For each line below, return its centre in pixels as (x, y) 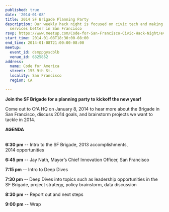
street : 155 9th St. (31, 71)
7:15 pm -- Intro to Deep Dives (37, 169)
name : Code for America (34, 66)
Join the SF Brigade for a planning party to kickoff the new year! (73, 99)
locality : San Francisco (36, 76)
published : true (22, 10)
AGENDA (15, 129)
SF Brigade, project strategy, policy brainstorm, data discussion (71, 184)
